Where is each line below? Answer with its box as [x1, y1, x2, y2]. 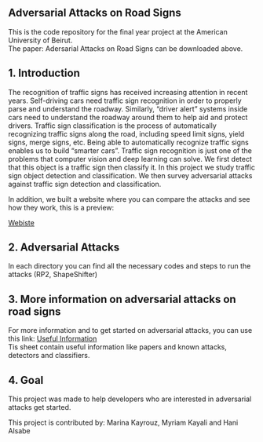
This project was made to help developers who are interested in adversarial [8, 394, 252, 404]
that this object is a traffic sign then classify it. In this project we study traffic [8, 163, 255, 172]
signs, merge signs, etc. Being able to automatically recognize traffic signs [8, 137, 249, 147]
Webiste [8, 217, 35, 227]
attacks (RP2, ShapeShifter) [8, 270, 98, 279]
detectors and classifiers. [8, 351, 90, 360]
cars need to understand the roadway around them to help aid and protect [8, 112, 248, 122]
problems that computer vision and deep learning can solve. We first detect [8, 154, 253, 163]
